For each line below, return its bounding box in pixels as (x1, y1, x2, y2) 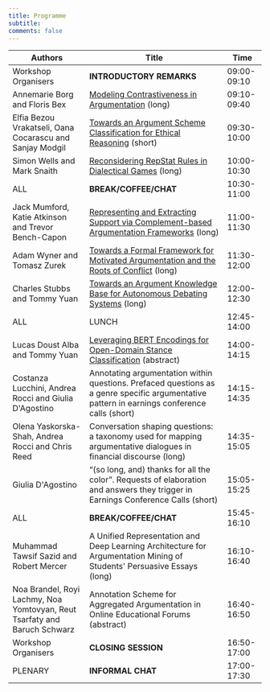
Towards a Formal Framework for (88, 245, 215, 256)
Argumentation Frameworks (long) (88, 227, 219, 238)
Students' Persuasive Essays (88, 561, 198, 572)
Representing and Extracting (88, 207, 197, 218)
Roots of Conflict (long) (88, 265, 178, 276)
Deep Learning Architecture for (88, 541, 207, 552)
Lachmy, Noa (12, 594, 63, 605)
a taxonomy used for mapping (88, 431, 202, 443)
